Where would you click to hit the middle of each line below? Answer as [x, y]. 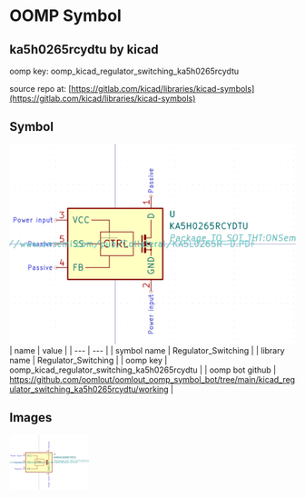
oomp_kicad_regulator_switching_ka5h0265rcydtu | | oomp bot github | [143, 370]
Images [31, 418]
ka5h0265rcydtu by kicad [84, 50]
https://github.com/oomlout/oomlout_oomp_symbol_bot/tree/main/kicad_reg [152, 379]
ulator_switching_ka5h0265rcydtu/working [89, 389]
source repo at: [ [40, 89]
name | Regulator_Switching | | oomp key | [89, 360]
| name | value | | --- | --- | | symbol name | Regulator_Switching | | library [147, 350]
